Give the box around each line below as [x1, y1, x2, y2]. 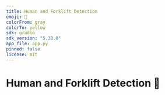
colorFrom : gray [6, 19, 45, 25]
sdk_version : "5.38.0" [6, 35, 61, 41]
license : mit [6, 52, 38, 57]
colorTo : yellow [6, 24, 45, 31]
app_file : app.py [6, 41, 48, 47]
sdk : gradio [6, 30, 35, 36]
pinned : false [6, 46, 41, 52]
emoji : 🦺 [6, 14, 27, 20]
